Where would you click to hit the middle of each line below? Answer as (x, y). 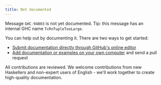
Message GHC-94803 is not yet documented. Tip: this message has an (74, 23)
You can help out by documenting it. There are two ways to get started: (77, 38)
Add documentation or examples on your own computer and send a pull (84, 52)
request (20, 58)
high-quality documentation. (34, 77)
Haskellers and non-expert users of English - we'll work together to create (80, 72)
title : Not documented (28, 9)
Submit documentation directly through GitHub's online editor (74, 47)
